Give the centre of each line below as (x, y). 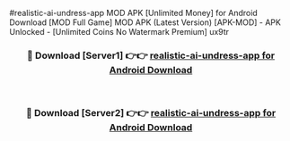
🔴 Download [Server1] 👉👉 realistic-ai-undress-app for (151, 55)
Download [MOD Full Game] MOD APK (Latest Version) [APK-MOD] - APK (145, 22)
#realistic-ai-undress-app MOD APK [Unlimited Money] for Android (133, 13)
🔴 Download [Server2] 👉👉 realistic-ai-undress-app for (151, 113)
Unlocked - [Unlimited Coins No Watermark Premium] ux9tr (119, 32)
